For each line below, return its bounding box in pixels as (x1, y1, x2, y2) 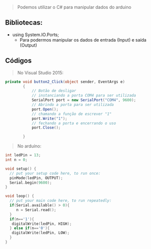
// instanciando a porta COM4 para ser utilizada (31, 93, 136, 98)
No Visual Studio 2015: (17, 69, 64, 76)
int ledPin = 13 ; (5, 153, 41, 158)
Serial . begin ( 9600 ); (9, 180, 52, 185)
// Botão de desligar (31, 89, 77, 94)
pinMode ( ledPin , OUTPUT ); (9, 175, 63, 180)
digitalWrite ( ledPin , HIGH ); (11, 221, 72, 226)
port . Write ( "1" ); (31, 116, 68, 121)
